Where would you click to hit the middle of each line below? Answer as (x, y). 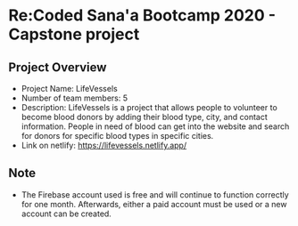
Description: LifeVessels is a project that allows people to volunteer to (149, 107)
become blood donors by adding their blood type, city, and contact (145, 117)
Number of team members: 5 (74, 98)
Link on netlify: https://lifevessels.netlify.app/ (104, 145)
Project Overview (58, 67)
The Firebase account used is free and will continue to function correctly (155, 194)
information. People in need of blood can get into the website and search (155, 126)
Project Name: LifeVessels (69, 89)
